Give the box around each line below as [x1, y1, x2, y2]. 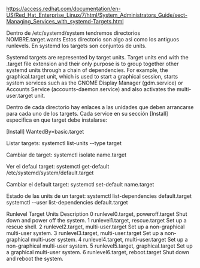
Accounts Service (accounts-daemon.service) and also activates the [6, 86, 175, 92]
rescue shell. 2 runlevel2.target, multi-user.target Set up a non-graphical [6, 223, 185, 230]
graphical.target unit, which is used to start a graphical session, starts [6, 73, 178, 80]
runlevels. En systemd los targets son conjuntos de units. [6, 42, 147, 49]
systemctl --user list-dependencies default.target [6, 199, 128, 206]
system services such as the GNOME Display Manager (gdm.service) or [6, 79, 184, 86]
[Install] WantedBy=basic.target [6, 128, 84, 135]
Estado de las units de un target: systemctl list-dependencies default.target [6, 192, 192, 200]
